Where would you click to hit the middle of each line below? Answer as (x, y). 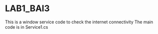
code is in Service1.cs (27, 27)
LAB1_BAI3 (27, 8)
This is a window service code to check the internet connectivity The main (79, 22)
